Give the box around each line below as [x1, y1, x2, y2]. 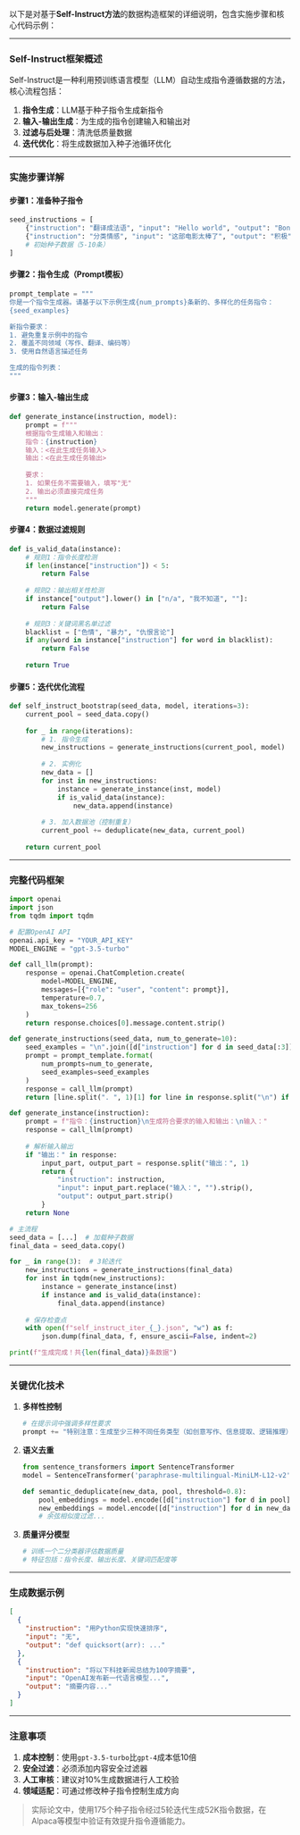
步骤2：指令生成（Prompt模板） [9, 269, 129, 280]
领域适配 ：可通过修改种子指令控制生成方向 [21, 1786, 179, 1797]
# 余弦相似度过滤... [38, 1512, 105, 1521]
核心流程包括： [9, 86, 64, 96]
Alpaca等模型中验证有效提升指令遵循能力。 [30, 1815, 190, 1826]
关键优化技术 [9, 1379, 65, 1392]
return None [25, 1208, 70, 1218]
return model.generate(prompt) [25, 504, 142, 513]
